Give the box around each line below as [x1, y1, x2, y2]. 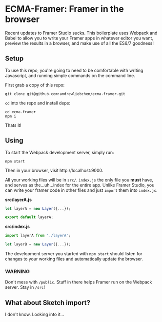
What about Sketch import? [5, 299, 90, 307]
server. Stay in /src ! [5, 284, 45, 290]
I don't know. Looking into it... [5, 311, 64, 318]
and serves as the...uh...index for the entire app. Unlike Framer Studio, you [5, 182, 155, 188]
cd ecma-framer [5, 109, 36, 114]
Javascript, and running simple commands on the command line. [5, 72, 135, 79]
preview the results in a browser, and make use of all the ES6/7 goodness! [5, 40, 154, 46]
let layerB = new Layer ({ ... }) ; [5, 242, 71, 247]
